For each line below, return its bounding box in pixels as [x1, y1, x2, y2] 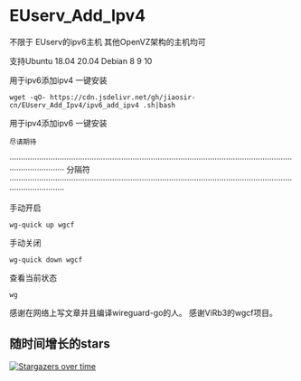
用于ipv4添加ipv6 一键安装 [9, 117, 108, 128]
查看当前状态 [9, 272, 57, 283]
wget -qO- [9, 92, 47, 102]
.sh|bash [143, 100, 176, 109]
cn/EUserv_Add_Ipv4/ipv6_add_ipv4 [9, 100, 140, 109]
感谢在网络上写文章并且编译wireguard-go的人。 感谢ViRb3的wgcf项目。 [9, 307, 277, 318]
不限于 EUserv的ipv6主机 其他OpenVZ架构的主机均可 [9, 36, 206, 47]
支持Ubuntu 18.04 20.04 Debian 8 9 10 [9, 55, 153, 66]
